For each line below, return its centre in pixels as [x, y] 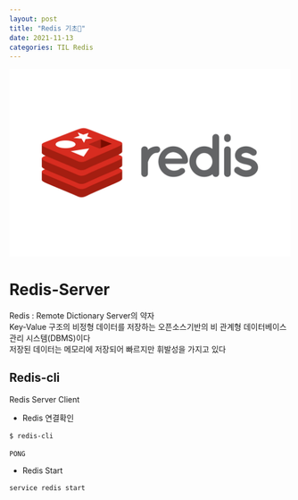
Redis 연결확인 [48, 418]
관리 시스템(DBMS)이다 [50, 338]
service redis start [48, 487]
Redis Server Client [45, 399]
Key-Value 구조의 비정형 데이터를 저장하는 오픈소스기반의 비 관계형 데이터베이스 [148, 326]
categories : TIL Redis [51, 47]
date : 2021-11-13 [41, 38]
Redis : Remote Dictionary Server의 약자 [82, 315]
